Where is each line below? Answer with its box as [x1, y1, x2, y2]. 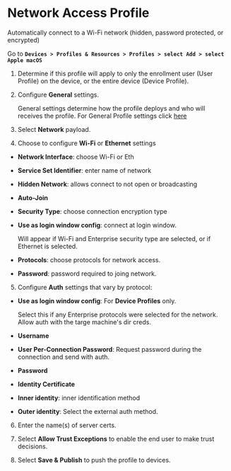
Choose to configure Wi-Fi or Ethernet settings [17, 139, 157, 147]
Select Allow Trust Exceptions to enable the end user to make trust [17, 434, 215, 443]
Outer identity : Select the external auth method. [17, 407, 158, 415]
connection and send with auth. [17, 353, 110, 361]
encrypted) [7, 35, 40, 44]
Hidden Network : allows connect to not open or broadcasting [17, 180, 198, 188]
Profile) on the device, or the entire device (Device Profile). [17, 76, 189, 85]
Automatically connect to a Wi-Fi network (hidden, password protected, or [7, 28, 224, 37]
